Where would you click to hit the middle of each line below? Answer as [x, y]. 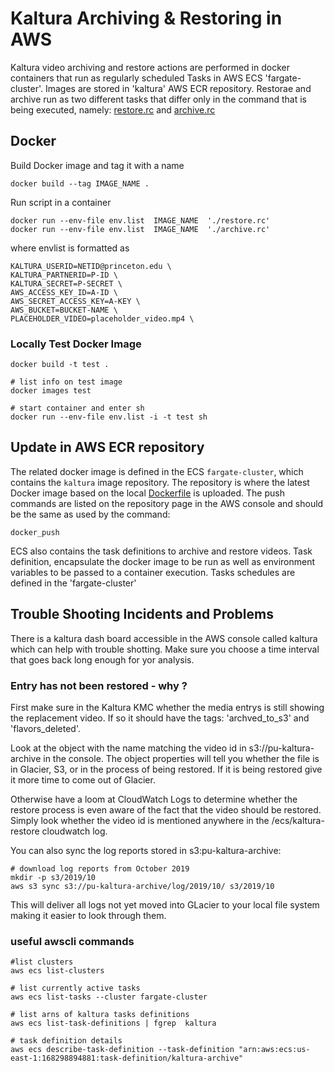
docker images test [51, 391]
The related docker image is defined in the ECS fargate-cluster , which [157, 471]
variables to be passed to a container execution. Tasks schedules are [153, 572]
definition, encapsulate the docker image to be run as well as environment [163, 561]
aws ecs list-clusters [57, 971]
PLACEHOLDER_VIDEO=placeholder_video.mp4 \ [102, 318]
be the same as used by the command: [90, 514]
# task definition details [66, 1041]
